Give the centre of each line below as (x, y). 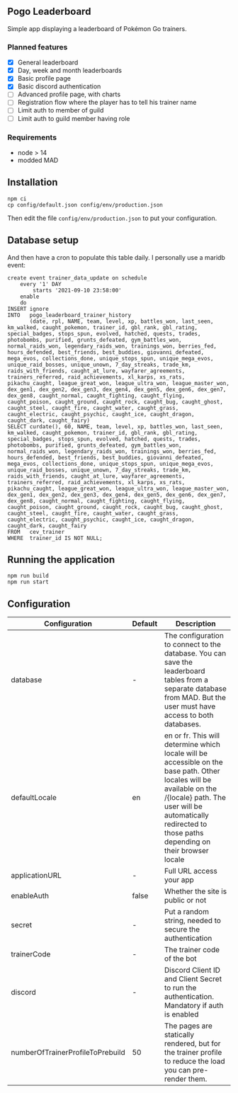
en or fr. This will (192, 736)
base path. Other (192, 771)
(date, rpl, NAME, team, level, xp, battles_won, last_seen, (121, 321)
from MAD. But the (195, 698)
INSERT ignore (28, 309)
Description (196, 624)
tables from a (186, 680)
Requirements (32, 137)
